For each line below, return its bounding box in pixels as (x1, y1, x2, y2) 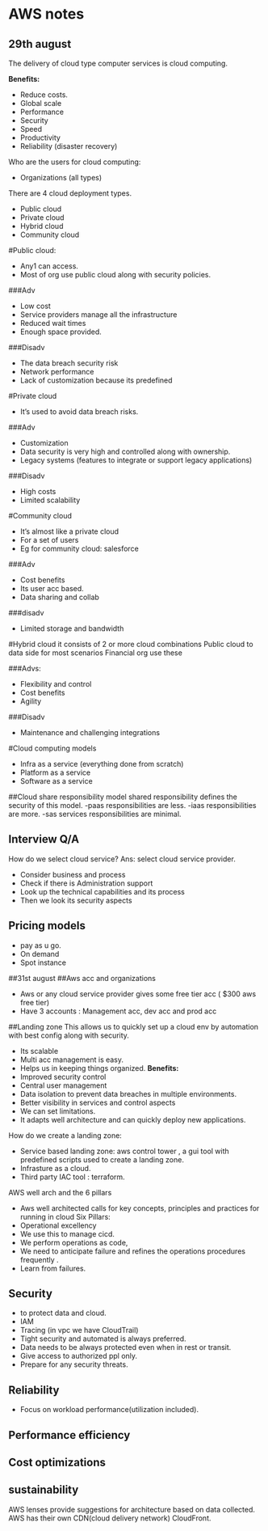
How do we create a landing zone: (8, 1130, 123, 1140)
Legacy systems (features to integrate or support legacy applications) (19, 455, 253, 465)
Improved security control (19, 1072, 107, 1081)
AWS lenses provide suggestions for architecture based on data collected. (8, 1504, 256, 1514)
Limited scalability (19, 495, 81, 505)
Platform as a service (19, 768, 91, 777)
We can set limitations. (19, 1106, 96, 1116)
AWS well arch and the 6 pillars (8, 1187, 112, 1197)
